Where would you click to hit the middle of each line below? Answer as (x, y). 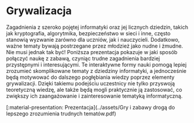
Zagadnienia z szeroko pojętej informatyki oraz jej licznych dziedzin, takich (97, 27)
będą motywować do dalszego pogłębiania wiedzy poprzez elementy (91, 77)
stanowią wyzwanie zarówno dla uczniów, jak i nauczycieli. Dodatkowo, (93, 39)
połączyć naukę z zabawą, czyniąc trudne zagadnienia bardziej (83, 58)
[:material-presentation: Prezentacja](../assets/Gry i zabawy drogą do (91, 107)
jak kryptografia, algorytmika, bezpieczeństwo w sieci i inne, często (88, 33)
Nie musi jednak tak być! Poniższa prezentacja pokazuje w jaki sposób (92, 52)
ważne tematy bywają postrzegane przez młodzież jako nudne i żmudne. (95, 46)
